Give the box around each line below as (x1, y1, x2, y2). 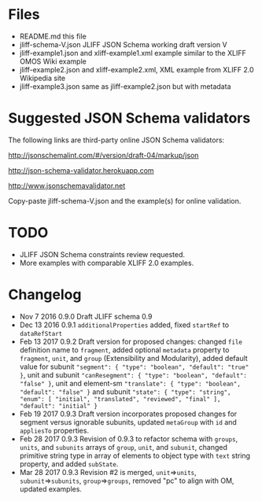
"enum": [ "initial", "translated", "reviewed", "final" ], (19, 395, 221, 403)
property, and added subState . (19, 459, 119, 469)
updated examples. (19, 484, 83, 493)
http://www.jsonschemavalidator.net (8, 181, 126, 190)
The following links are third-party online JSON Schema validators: (8, 135, 225, 145)
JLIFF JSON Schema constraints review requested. (19, 249, 186, 259)
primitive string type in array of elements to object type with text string (19, 451, 250, 460)
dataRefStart (19, 330, 63, 337)
